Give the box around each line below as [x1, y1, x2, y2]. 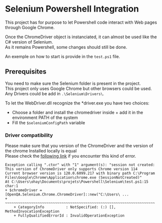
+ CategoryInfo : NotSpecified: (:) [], [14, 205, 116, 210]
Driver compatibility [5, 132, 53, 138]
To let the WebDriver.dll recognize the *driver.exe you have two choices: [5, 100, 149, 106]
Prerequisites [5, 68, 47, 76]
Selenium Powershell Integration [5, 3, 139, 15]
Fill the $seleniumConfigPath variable [12, 119, 85, 125]
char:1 [5, 184, 18, 189]
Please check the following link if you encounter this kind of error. [5, 153, 136, 159]
